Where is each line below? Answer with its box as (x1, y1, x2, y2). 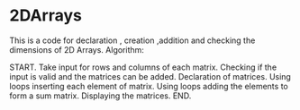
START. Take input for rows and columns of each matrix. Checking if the (9, 62, 277, 72)
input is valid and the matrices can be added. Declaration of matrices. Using (9, 71, 291, 81)
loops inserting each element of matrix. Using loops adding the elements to (9, 80, 288, 91)
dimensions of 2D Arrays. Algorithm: (9, 44, 144, 55)
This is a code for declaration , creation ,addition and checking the (9, 35, 256, 46)
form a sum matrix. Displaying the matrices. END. (9, 90, 192, 101)
